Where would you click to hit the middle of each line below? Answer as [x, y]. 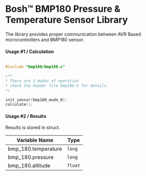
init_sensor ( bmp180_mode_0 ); [36, 100]
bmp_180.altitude [29, 166]
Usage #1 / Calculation [30, 51]
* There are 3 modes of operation [42, 81]
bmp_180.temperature [35, 149]
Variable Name [35, 140]
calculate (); [19, 104]
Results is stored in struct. [33, 128]
